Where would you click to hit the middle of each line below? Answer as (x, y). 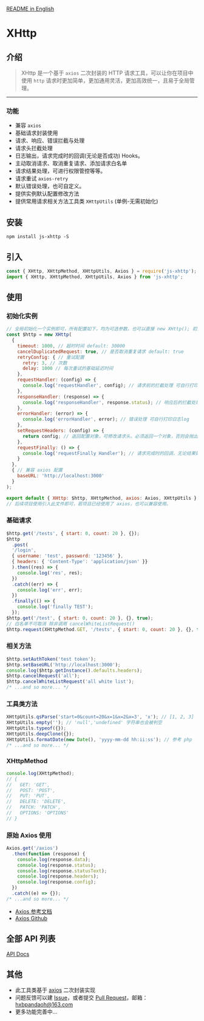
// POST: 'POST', (31, 790)
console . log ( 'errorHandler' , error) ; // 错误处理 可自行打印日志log (106, 419)
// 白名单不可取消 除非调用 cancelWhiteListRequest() (71, 624)
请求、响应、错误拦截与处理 (50, 141)
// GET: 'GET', (28, 785)
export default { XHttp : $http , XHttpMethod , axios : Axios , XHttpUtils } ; (103, 498)
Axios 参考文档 (34, 911)
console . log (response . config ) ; (57, 882)
